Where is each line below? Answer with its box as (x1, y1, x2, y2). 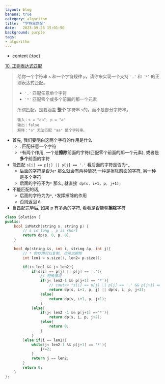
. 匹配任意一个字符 (19, 143, 56, 149)
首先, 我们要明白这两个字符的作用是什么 (12, 137, 92, 143)
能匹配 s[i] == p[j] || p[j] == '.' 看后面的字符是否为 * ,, (12, 161, 131, 167)
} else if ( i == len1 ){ (23, 338, 67, 343)
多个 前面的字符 (19, 156, 50, 161)
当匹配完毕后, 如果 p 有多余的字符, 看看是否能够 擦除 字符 (12, 205, 126, 211)
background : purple (5, 30, 45, 35)
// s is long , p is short (23, 228, 78, 233)
